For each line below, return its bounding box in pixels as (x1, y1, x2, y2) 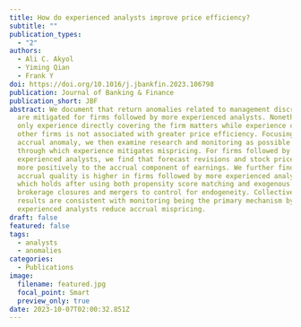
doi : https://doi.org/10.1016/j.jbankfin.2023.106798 (9, 80, 215, 89)
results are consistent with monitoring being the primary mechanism (17, 196, 282, 206)
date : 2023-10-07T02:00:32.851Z (9, 305, 130, 314)
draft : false (9, 212, 58, 222)
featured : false (9, 221, 70, 230)
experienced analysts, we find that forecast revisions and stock (17, 154, 271, 164)
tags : (9, 229, 30, 238)
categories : (9, 254, 54, 264)
